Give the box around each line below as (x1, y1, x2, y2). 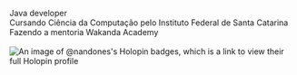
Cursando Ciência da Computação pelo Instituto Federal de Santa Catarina (9, 17, 289, 28)
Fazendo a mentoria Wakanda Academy (9, 27, 159, 37)
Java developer (9, 8, 68, 18)
